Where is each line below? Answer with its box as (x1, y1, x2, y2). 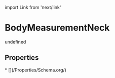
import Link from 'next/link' (5, 5, 61, 10)
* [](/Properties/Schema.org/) (5, 67, 67, 73)
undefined (5, 38, 26, 45)
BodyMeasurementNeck (5, 22, 110, 33)
